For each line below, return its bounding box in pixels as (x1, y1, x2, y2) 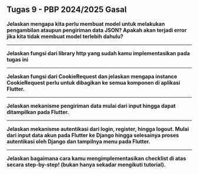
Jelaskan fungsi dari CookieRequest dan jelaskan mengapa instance (6, 73, 177, 80)
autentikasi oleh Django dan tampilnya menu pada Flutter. (6, 138, 150, 145)
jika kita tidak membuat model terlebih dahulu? (6, 32, 124, 40)
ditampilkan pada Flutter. (6, 108, 69, 115)
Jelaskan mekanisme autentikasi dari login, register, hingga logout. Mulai (6, 125, 189, 132)
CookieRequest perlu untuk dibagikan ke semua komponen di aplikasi (6, 79, 181, 86)
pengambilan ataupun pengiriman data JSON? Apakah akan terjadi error (6, 26, 187, 34)
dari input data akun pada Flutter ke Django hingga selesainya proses (6, 132, 179, 139)
